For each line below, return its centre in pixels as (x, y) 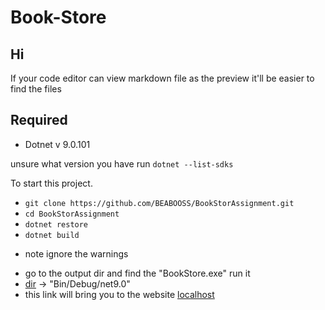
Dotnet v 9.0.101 (57, 144)
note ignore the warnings (76, 253)
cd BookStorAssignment (72, 214)
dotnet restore (56, 224)
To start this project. (51, 183)
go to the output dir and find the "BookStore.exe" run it (137, 273)
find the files (36, 89)
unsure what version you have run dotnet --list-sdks (122, 163)
